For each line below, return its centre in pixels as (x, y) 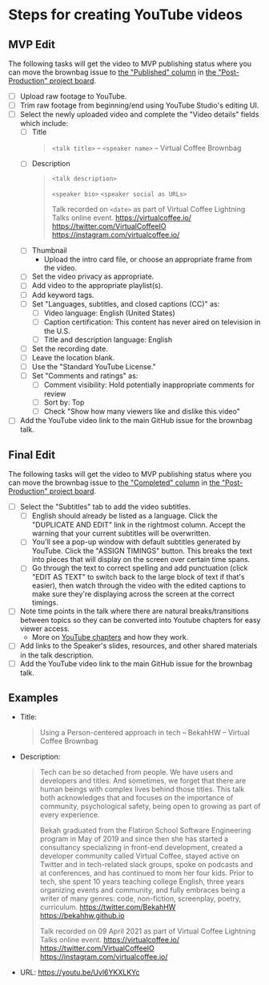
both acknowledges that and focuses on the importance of (137, 798)
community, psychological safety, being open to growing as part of (150, 806)
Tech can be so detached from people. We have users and (137, 772)
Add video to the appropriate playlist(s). (97, 286)
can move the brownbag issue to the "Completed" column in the (114, 482)
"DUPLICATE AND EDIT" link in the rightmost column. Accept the (139, 525)
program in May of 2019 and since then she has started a (134, 839)
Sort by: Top (64, 402)
